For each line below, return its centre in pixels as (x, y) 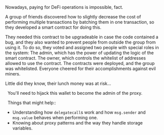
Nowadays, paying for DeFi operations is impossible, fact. (64, 7)
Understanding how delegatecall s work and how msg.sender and (79, 112)
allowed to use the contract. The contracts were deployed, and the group (80, 63)
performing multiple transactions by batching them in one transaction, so (80, 22)
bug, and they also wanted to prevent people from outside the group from (81, 42)
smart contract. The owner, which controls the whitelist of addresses (76, 58)
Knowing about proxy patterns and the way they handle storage (78, 123)
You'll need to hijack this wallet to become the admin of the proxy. (75, 93)
